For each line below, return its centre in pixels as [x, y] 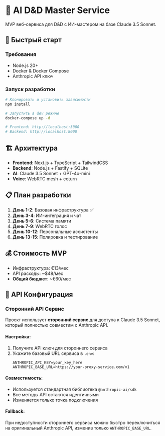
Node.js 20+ [25, 65]
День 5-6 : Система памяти [42, 221]
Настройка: [18, 336]
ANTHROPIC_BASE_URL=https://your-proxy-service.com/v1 [71, 367]
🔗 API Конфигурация [39, 295]
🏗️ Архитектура [31, 148]
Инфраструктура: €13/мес [41, 268]
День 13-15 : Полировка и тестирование [55, 237]
